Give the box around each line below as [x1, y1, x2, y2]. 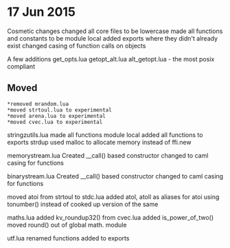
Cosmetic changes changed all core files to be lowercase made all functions [7, 27, 223, 35]
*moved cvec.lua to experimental [7, 118, 103, 125]
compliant [7, 62, 36, 70]
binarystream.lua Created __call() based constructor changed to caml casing [7, 172, 224, 180]
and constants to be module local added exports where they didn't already [7, 34, 218, 42]
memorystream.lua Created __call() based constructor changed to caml [7, 151, 209, 159]
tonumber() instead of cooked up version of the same [7, 200, 159, 208]
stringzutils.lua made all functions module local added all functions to [7, 130, 203, 138]
